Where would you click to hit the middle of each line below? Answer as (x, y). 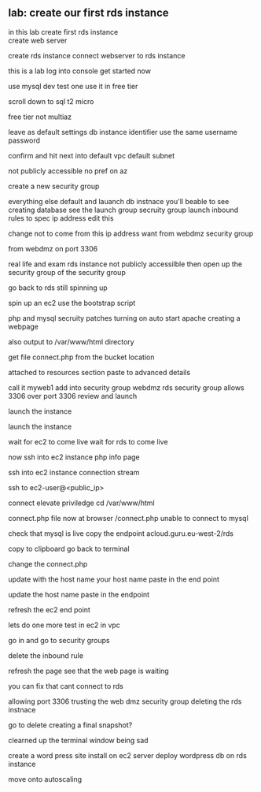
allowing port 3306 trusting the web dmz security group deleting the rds (125, 701)
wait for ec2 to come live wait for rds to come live (88, 441)
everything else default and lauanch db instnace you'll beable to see (119, 201)
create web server (38, 40)
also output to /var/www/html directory (72, 341)
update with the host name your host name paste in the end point (114, 579)
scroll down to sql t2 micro (51, 101)
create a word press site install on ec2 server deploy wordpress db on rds (128, 755)
